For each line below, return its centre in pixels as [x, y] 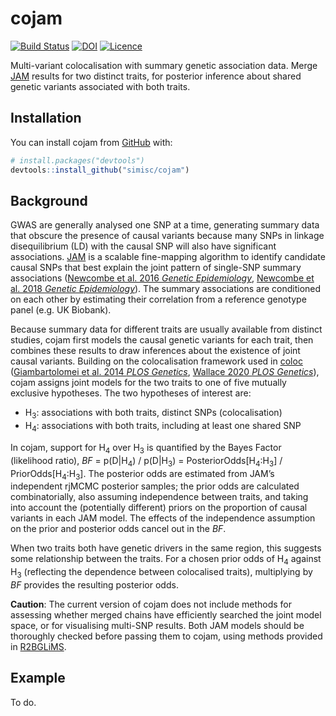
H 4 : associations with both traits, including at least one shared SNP [163, 427]
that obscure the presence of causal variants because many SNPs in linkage [167, 236]
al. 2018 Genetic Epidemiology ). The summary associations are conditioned [166, 289]
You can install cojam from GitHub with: [91, 142]
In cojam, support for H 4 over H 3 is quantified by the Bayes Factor [146, 448]
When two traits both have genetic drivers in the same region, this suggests [166, 548]
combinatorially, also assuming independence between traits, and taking [159, 497]
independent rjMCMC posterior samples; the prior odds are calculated [155, 486]
